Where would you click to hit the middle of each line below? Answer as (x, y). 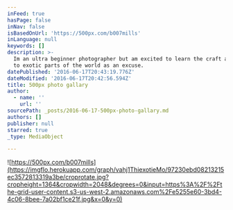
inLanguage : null (32, 40)
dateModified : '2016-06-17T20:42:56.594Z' (69, 78)
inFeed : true (26, 14)
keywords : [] (26, 46)
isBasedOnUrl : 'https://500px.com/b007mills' (74, 33)
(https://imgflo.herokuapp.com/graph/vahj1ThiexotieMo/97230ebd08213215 (116, 170)
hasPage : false (29, 20)
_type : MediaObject (35, 136)
